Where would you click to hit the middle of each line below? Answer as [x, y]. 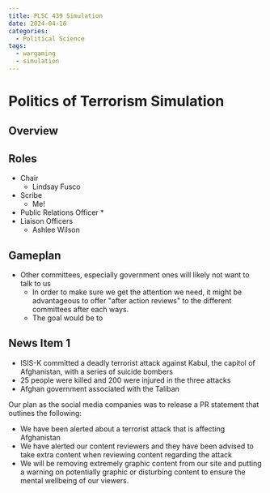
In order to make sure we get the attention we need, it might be [137, 292]
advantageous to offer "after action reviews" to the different [132, 301]
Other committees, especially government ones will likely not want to [135, 275]
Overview [34, 131]
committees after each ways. [80, 310]
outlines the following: [45, 413]
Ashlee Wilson [56, 230]
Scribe [31, 195]
